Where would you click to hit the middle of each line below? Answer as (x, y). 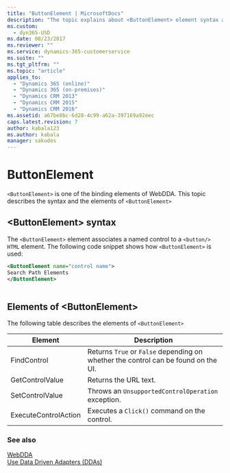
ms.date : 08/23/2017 (37, 39)
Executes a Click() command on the (146, 411)
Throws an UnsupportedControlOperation (153, 391)
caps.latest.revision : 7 (42, 122)
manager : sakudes (32, 141)
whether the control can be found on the (152, 361)
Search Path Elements (38, 272)
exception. (104, 400)
